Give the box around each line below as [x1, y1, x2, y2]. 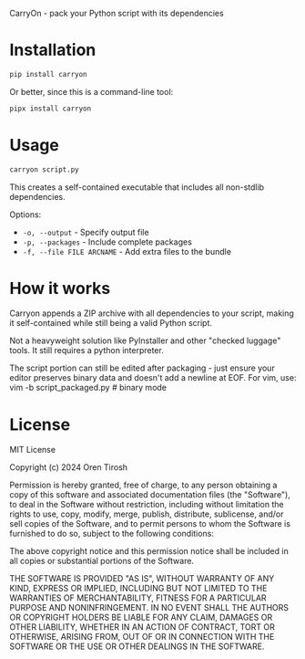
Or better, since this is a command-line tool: [9, 86, 174, 97]
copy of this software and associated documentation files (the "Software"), [9, 489, 291, 500]
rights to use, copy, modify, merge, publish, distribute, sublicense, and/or [9, 508, 284, 519]
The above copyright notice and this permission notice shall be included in [9, 546, 289, 557]
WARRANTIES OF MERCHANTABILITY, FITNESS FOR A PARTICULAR [9, 592, 267, 603]
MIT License [9, 445, 56, 455]
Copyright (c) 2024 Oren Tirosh [9, 462, 128, 473]
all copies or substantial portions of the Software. [9, 556, 194, 567]
